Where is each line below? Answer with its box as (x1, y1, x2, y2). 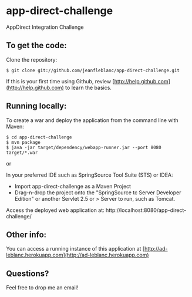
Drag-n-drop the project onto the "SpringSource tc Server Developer (14, 189, 181, 196)
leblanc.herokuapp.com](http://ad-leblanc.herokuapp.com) (6, 251, 149, 259)
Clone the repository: (6, 56, 58, 63)
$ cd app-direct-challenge (6, 134, 72, 140)
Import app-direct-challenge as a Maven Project (14, 183, 131, 190)
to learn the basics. (65, 84, 112, 91)
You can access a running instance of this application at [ (6, 245, 145, 252)
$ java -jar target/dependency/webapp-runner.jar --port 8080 (6, 144, 161, 150)
